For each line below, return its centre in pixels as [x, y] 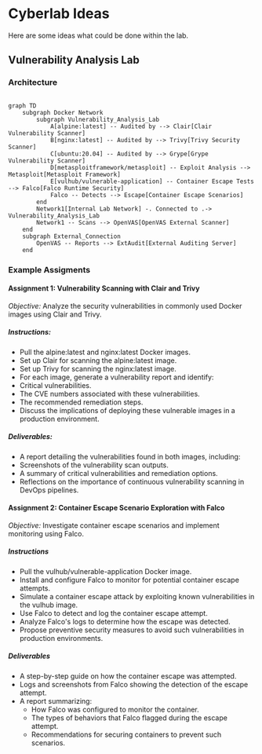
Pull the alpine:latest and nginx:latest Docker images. [105, 352]
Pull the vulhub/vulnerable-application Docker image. [106, 571]
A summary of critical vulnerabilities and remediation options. [118, 473]
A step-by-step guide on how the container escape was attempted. [128, 675]
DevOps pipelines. [49, 490]
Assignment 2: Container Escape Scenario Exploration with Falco [116, 508]
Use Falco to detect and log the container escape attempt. [113, 613]
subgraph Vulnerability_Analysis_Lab [98, 119]
